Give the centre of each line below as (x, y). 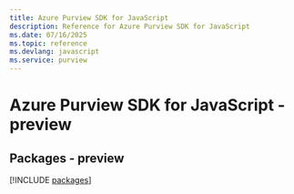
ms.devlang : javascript (55, 52)
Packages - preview (67, 158)
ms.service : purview (49, 60)
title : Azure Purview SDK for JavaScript (89, 18)
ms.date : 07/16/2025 (49, 35)
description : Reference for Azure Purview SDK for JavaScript (130, 26)
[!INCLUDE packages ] (51, 180)
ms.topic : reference (49, 43)
